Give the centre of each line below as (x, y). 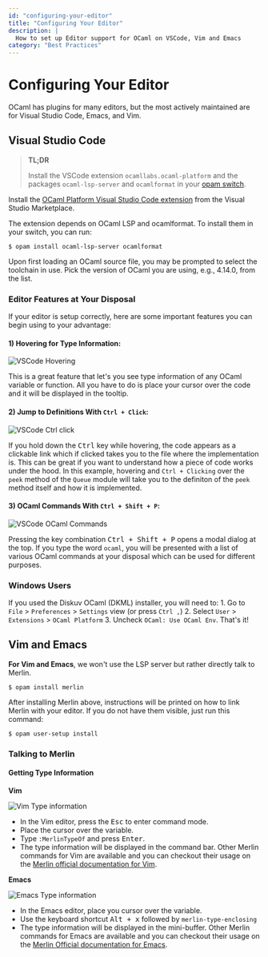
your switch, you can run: (50, 232)
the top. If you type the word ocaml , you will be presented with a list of (123, 548)
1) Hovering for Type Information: (65, 343)
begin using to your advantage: (60, 325)
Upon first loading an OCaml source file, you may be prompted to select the (133, 261)
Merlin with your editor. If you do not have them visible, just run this (119, 710)
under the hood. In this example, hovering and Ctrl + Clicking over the (127, 471)
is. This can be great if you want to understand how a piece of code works (131, 462)
